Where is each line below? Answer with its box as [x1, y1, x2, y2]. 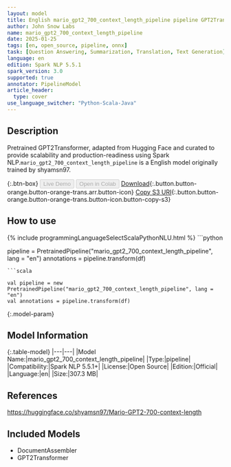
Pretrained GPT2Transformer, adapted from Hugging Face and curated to [7, 143, 215, 152]
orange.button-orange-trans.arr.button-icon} [7, 187, 134, 196]
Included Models [7, 428, 80, 439]
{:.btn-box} [7, 179, 39, 187]
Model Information [7, 329, 89, 341]
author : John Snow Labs [7, 23, 76, 30]
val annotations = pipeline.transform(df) [7, 298, 131, 304]
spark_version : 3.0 [7, 68, 63, 74]
